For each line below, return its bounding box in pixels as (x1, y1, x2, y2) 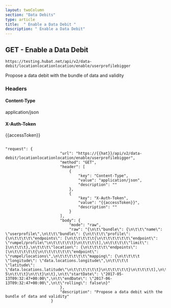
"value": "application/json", (78, 178, 142, 183)
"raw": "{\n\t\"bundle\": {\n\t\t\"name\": (69, 227, 163, 232)
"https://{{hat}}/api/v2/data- (75, 151, 142, 156)
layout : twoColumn (5, 7, 44, 13)
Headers (5, 85, 27, 92)
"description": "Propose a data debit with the (60, 290, 163, 295)
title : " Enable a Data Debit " (5, 21, 76, 27)
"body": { (60, 218, 81, 223)
